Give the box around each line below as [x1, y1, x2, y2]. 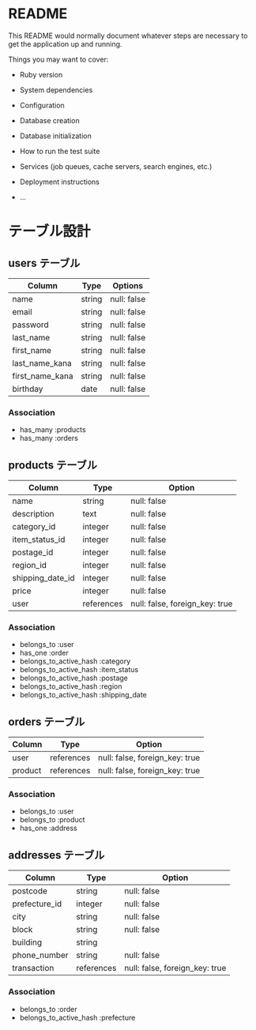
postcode [12, 885, 47, 897]
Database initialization [19, 131, 92, 141]
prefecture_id [12, 898, 62, 909]
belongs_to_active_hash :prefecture [19, 1013, 136, 1022]
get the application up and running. [8, 39, 122, 48]
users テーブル [8, 256, 81, 269]
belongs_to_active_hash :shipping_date [19, 690, 148, 700]
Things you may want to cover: [8, 55, 109, 64]
